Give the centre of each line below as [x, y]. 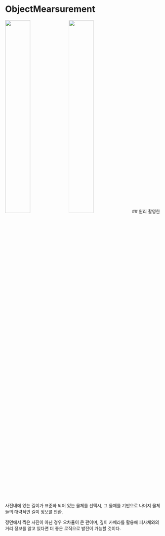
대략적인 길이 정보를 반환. [39, 512]
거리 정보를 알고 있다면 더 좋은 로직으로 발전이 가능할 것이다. [63, 528]
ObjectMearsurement [50, 9]
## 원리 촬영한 [146, 211]
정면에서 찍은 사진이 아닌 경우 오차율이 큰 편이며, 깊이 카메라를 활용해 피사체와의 [82, 522]
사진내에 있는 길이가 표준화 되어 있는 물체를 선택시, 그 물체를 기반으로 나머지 [78, 505]
